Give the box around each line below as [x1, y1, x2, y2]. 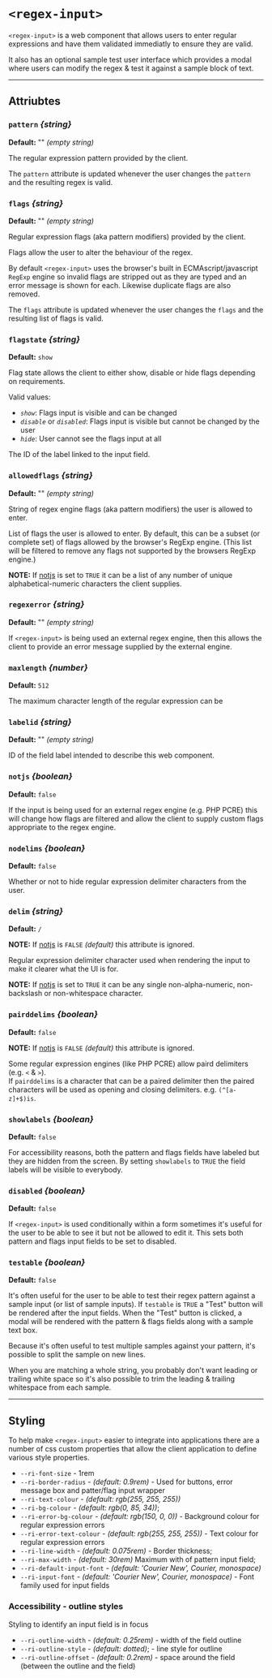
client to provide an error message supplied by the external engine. [8, 641, 232, 651]
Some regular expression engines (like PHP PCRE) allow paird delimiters [8, 1059, 249, 1068]
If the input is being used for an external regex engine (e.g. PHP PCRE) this [8, 804, 257, 814]
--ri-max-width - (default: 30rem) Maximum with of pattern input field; [19, 1555, 257, 1564]
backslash [8, 989, 43, 999]
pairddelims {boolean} [8, 1009, 99, 1020]
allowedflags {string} [8, 470, 93, 481]
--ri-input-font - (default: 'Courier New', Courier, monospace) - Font [19, 1572, 255, 1581]
